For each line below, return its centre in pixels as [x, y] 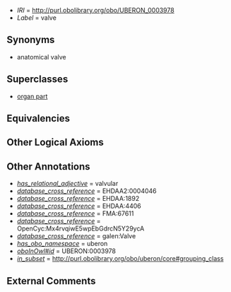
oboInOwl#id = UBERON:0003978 [66, 251]
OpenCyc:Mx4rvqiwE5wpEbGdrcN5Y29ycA [81, 228]
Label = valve [37, 18]
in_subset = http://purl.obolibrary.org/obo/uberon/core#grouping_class [120, 259]
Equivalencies [38, 118]
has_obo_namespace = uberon [62, 244]
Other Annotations [48, 167]
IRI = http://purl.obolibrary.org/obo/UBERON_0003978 [95, 10]
